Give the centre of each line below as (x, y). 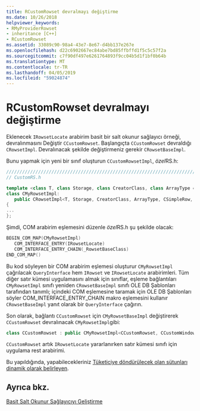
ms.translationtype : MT (36, 61)
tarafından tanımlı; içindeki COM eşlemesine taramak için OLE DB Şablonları (99, 291)
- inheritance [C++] (32, 34)
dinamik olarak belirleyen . (38, 368)
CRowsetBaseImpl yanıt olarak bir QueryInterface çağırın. (74, 304)
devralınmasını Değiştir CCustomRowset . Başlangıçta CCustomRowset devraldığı (99, 143)
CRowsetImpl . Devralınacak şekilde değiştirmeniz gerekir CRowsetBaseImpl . (96, 150)
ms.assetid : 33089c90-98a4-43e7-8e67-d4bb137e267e (70, 45)
